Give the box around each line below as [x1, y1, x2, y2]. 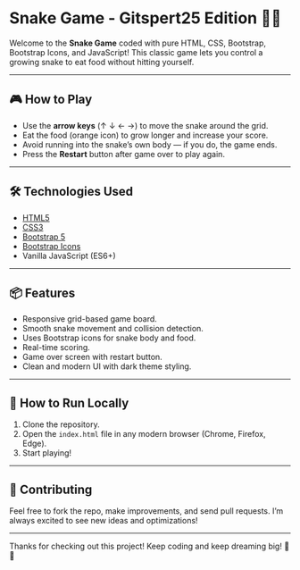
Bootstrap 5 [21, 231, 66, 242]
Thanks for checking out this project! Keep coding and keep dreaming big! [9, 541, 283, 551]
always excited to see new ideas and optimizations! [9, 516, 198, 525]
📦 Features [9, 285, 76, 300]
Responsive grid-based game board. [21, 314, 158, 324]
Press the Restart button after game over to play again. [21, 148, 226, 159]
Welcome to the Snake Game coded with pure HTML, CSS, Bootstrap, [9, 38, 266, 48]
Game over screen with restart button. [21, 352, 162, 363]
